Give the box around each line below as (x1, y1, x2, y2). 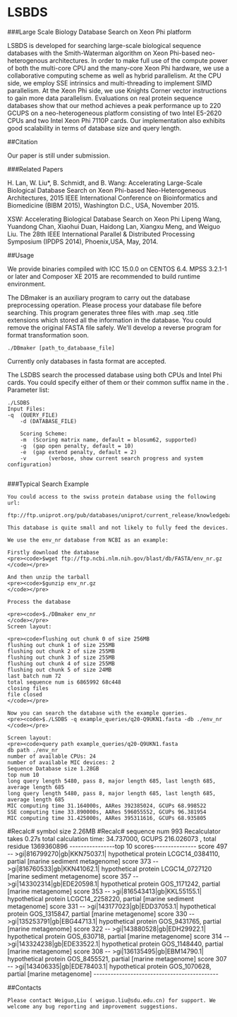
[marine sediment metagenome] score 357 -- (7, 872, 139, 880)
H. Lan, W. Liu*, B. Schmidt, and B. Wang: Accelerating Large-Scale (7, 178, 203, 187)
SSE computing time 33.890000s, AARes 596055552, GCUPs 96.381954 (7, 808, 207, 816)
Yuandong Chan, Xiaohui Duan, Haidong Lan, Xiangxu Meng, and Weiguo (7, 222, 221, 230)
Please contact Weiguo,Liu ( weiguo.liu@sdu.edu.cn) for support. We (7, 997, 217, 1004)
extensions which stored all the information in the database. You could (7, 316, 212, 324)
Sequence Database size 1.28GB (7, 765, 99, 772)
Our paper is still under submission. (7, 151, 111, 160)
